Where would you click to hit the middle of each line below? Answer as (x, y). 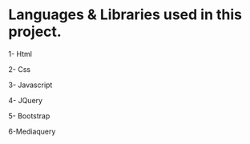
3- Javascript (30, 85)
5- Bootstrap (29, 116)
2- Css (19, 69)
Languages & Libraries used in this (125, 15)
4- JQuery (25, 100)
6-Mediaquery (32, 131)
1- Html (20, 54)
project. (35, 32)
